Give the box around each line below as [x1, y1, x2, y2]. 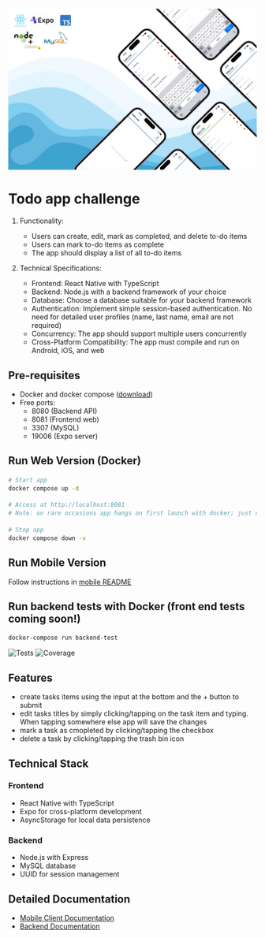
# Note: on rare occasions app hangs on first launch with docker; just [8, 509, 252, 517]
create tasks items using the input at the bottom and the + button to [19, 692, 239, 702]
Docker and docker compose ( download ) [19, 389, 154, 399]
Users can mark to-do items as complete [31, 240, 164, 249]
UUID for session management [19, 869, 120, 879]
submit [19, 701, 43, 710]
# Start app [8, 476, 47, 484]
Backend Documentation [19, 921, 100, 931]
